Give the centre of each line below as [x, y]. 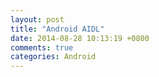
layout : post [37, 19]
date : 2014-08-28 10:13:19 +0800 [80, 38]
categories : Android [53, 57]
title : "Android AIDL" [57, 29]
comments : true [42, 47]
